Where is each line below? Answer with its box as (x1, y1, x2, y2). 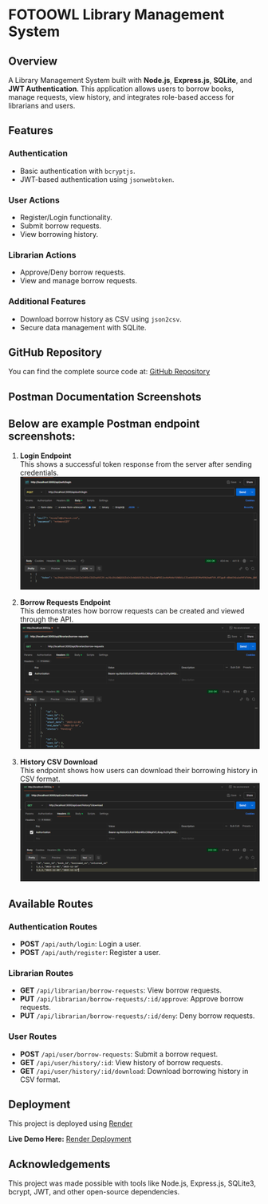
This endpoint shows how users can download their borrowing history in (19, 766, 258, 776)
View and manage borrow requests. (19, 276, 138, 286)
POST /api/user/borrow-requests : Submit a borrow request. (19, 1049, 219, 1059)
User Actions (8, 194, 60, 205)
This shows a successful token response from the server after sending (19, 459, 253, 468)
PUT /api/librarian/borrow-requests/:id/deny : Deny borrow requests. (19, 1011, 255, 1020)
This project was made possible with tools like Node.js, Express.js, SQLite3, (8, 1178, 257, 1188)
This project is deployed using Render (8, 1119, 133, 1128)
